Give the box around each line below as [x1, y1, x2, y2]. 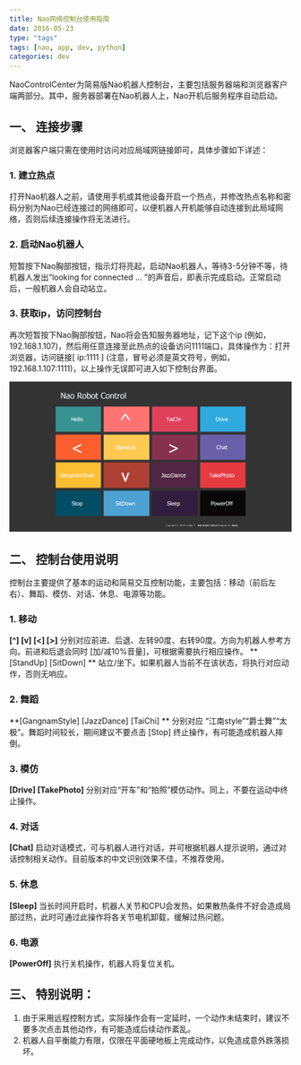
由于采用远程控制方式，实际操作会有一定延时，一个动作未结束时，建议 [21, 1012, 282, 1023]
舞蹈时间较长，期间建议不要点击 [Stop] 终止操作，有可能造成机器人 [28, 726, 276, 737]
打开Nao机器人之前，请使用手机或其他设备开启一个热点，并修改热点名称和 [9, 191, 284, 202]
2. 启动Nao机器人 [9, 238, 84, 251]
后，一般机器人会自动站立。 [9, 282, 112, 293]
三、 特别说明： [9, 987, 95, 1002]
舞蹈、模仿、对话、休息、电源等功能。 [28, 588, 170, 600]
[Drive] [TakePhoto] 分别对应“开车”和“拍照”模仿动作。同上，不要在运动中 [9, 784, 280, 795]
